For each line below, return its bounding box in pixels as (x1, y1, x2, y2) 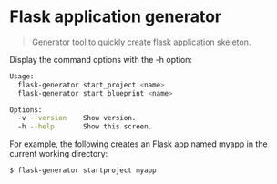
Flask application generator (9, 6, 221, 27)
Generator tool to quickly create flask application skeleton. (31, 36, 251, 47)
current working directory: (9, 148, 108, 159)
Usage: (9, 71, 35, 81)
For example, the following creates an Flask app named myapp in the (9, 138, 268, 149)
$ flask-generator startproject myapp (9, 166, 157, 175)
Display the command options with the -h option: (9, 54, 193, 65)
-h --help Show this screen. (17, 122, 153, 131)
